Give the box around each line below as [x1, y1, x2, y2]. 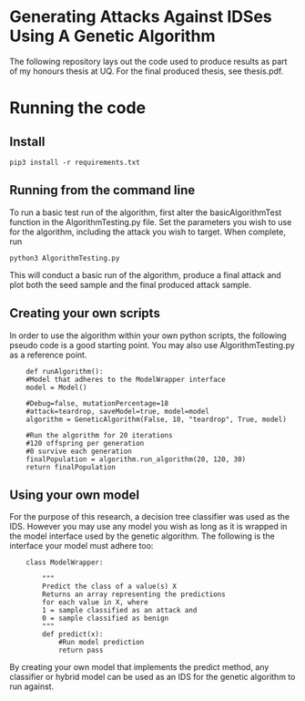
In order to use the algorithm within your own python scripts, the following [9, 330, 287, 341]
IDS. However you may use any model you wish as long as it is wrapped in [9, 521, 288, 532]
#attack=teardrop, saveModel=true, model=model [25, 407, 209, 416]
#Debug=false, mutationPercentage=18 [25, 398, 169, 407]
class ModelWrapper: [25, 558, 104, 567]
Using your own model [9, 487, 139, 502]
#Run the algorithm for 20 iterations [25, 430, 173, 439]
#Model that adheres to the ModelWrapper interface [25, 375, 226, 384]
